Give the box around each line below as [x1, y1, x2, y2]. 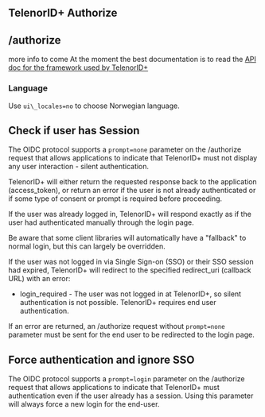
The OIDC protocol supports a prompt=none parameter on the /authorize [8, 145, 242, 154]
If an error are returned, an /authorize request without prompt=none [8, 322, 225, 331]
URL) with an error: [8, 274, 71, 284]
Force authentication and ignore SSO [8, 353, 195, 366]
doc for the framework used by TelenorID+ [8, 63, 149, 72]
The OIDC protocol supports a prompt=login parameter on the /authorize [8, 374, 245, 384]
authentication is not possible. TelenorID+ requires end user [19, 298, 216, 307]
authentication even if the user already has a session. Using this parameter [8, 391, 254, 400]
